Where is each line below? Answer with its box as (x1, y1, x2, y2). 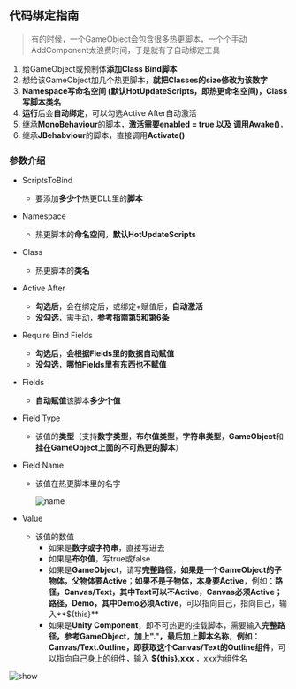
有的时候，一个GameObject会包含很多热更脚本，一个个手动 (30, 34, 247, 44)
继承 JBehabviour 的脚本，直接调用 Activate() (21, 129, 186, 140)
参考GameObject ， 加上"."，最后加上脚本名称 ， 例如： (64, 631, 261, 642)
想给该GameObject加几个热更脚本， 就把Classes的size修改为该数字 (21, 74, 268, 85)
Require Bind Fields (21, 330, 93, 341)
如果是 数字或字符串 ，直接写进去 (48, 543, 165, 554)
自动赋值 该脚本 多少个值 (34, 395, 121, 406)
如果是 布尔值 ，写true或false (48, 554, 151, 564)
